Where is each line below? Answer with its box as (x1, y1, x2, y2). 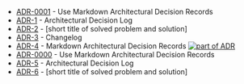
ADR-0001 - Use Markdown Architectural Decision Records (15, 7, 213, 16)
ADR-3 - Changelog (15, 32, 82, 42)
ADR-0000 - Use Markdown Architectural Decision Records (15, 50, 215, 59)
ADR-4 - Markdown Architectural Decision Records (15, 41, 187, 51)
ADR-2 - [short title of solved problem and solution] (15, 24, 187, 33)
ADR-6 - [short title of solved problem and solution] (15, 67, 188, 76)
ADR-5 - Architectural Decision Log (15, 58, 134, 68)
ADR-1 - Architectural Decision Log (15, 15, 133, 25)
